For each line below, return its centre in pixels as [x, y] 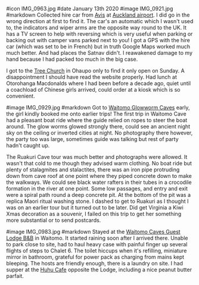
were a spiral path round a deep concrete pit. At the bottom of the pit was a [99, 195]
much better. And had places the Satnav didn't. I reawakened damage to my [99, 53]
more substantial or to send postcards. [54, 220]
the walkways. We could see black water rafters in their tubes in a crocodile [99, 182]
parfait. [15, 276]
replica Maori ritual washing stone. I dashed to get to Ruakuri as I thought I [97, 201]
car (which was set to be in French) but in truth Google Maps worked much [98, 46]
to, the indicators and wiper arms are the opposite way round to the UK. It [96, 27]
